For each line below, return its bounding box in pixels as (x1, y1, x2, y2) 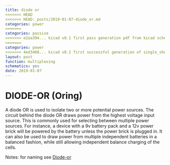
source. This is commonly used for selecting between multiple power (5, 117, 149, 124)
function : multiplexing (5, 59, 56, 64)
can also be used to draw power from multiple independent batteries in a (5, 133, 157, 139)
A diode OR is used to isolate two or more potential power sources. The (5, 106, 154, 113)
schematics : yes (5, 64, 39, 69)
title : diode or (5, 7, 39, 13)
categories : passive (5, 31, 49, 36)
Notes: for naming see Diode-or (5, 154, 72, 160)
